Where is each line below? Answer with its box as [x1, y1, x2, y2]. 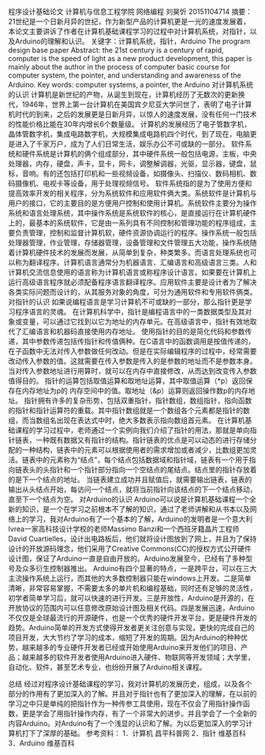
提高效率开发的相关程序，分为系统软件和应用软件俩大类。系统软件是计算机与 [8, 189, 257, 197]
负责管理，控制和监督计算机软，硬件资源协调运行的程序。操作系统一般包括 [14, 228, 257, 237]
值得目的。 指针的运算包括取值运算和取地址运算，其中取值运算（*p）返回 [8, 376, 246, 385]
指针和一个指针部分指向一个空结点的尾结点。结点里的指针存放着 [49, 465, 257, 474]
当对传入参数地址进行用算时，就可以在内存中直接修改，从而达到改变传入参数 [8, 366, 257, 375]
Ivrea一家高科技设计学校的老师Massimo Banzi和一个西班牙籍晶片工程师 [8, 524, 240, 533]
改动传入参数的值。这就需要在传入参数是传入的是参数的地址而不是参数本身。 [8, 356, 257, 366]
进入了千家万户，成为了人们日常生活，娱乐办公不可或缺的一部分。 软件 [14, 139, 245, 148]
